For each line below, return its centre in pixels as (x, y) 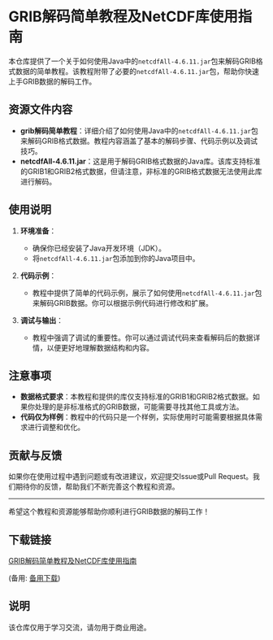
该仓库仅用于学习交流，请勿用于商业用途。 (80, 627)
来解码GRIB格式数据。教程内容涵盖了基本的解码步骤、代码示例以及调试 (139, 141)
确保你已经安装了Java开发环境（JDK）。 (99, 248)
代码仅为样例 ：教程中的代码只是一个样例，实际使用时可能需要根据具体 (138, 417)
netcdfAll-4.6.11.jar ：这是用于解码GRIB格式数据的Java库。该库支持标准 (140, 161)
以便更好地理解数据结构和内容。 (100, 347)
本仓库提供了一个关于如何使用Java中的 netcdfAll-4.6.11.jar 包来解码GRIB (132, 61)
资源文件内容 (41, 109)
